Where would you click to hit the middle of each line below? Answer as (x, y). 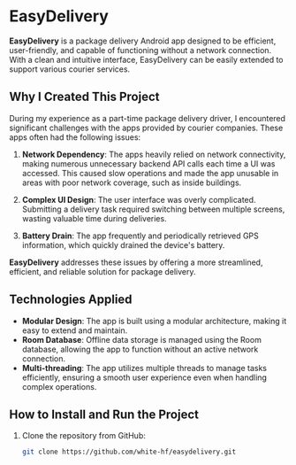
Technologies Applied (71, 300)
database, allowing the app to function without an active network (140, 349)
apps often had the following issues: (75, 137)
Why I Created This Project (84, 97)
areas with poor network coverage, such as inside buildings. (132, 182)
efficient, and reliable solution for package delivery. (102, 271)
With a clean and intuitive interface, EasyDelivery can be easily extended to (146, 59)
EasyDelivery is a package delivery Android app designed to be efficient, (143, 41)
